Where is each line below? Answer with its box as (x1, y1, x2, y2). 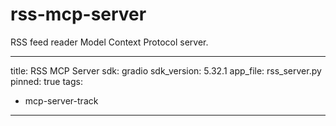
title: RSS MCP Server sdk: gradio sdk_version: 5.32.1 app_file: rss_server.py (10, 64, 322, 77)
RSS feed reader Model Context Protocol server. (10, 36, 209, 48)
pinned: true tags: (10, 75, 83, 87)
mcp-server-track (24, 94, 99, 107)
